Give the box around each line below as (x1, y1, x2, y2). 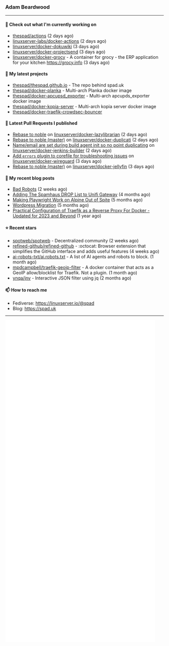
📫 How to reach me (5, 287, 47, 293)
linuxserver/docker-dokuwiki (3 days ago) (12, 43, 100, 49)
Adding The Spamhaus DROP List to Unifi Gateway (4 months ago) (12, 192, 151, 198)
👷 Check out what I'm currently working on (5, 21, 97, 27)
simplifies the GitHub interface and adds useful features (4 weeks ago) (12, 248, 159, 254)
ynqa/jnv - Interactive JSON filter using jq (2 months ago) (12, 275, 132, 281)
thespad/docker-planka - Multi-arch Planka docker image (12, 87, 132, 94)
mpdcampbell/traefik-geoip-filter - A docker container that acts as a (12, 264, 154, 270)
